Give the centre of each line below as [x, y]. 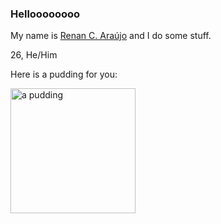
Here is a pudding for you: [64, 74]
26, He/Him [34, 55]
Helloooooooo [45, 14]
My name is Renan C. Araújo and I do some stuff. [111, 36]
